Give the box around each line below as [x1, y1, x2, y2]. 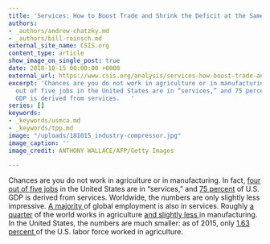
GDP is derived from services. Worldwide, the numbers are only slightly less [8, 192, 260, 202]
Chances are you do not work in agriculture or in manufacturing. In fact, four [8, 176, 261, 185]
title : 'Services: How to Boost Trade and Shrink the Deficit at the [8, 11, 247, 20]
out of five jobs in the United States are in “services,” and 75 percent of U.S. [8, 184, 260, 194]
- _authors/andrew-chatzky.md [8, 27, 110, 35]
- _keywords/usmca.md [8, 117, 81, 125]
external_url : [8, 72, 56, 80]
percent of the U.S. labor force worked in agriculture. [8, 227, 183, 237]
